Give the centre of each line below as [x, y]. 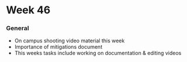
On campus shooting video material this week [70, 41]
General [18, 28]
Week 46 [28, 10]
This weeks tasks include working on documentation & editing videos [98, 53]
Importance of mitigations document [58, 47]
